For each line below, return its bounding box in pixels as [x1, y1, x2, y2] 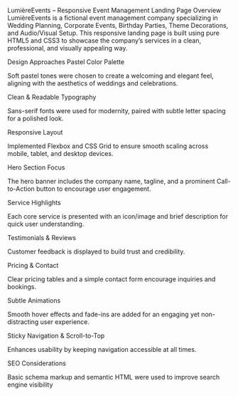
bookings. [7, 283, 37, 291]
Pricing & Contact [7, 261, 59, 269]
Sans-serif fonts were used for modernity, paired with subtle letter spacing [7, 107, 226, 115]
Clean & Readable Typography [7, 93, 97, 101]
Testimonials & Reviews [7, 234, 77, 241]
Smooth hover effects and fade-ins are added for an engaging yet [7, 310, 200, 318]
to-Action [7, 184, 36, 193]
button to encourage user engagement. [36, 184, 151, 193]
